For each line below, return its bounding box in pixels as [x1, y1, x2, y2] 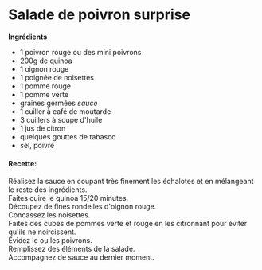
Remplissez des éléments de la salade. [8, 245, 135, 254]
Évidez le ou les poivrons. [8, 236, 93, 245]
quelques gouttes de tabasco [19, 131, 116, 141]
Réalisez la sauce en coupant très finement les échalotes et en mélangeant [8, 177, 254, 186]
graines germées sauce [19, 98, 98, 108]
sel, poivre [19, 140, 55, 150]
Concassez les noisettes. [8, 210, 91, 220]
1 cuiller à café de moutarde [19, 106, 111, 116]
